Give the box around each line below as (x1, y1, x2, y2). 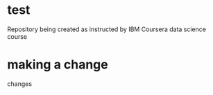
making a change (7, 57, 109, 73)
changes (7, 79, 33, 88)
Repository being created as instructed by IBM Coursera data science (7, 25, 207, 33)
